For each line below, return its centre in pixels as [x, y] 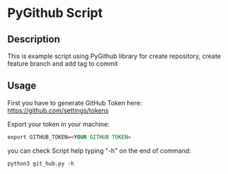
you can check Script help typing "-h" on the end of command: [99, 151]
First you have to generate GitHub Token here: [75, 103]
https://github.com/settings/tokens [58, 110]
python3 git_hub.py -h [41, 163]
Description [34, 39]
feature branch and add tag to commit [63, 64]
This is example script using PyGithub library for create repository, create [114, 56]
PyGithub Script [55, 13]
